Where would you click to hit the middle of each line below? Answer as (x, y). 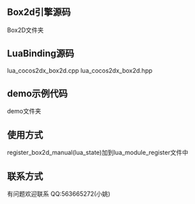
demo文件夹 (24, 111)
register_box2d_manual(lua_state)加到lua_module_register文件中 (98, 153)
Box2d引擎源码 (39, 12)
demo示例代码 (37, 94)
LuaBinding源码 (41, 54)
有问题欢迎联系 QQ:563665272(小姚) (59, 194)
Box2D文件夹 (26, 30)
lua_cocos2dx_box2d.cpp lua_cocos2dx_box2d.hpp (80, 70)
